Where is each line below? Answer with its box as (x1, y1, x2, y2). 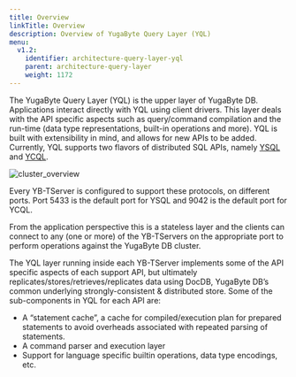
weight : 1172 (25, 71, 73, 80)
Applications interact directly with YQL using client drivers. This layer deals (9, 104, 282, 115)
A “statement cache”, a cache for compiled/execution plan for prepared (21, 312, 282, 323)
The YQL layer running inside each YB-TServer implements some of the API (9, 258, 285, 268)
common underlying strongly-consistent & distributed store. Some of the (9, 285, 273, 296)
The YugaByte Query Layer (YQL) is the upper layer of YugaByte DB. (9, 95, 259, 105)
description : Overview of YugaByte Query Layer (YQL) (9, 29, 212, 38)
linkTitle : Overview (9, 21, 86, 30)
